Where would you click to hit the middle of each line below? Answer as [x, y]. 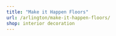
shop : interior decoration [41, 23]
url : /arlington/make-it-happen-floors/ [59, 18]
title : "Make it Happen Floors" [47, 12]
